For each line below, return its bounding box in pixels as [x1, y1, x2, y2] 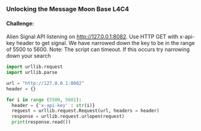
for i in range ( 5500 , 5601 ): [6, 97, 82, 103]
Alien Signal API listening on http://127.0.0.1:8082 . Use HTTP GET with [6, 33, 179, 40]
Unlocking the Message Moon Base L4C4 [6, 5, 130, 13]
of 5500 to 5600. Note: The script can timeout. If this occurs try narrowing [6, 46, 190, 53]
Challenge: [6, 20, 34, 27]
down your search [6, 52, 51, 59]
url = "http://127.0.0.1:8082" [6, 80, 85, 86]
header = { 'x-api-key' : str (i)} [11, 102, 95, 108]
